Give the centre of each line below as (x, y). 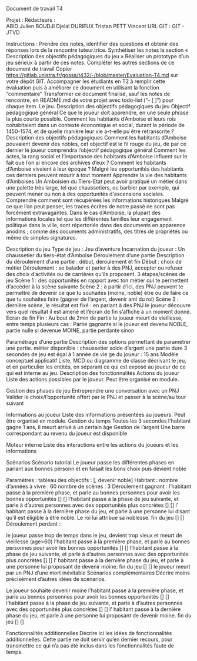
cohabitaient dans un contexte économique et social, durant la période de (96, 125)
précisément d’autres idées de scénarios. (56, 579)
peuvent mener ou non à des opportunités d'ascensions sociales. (85, 194)
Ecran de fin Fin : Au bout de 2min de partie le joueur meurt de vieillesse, (94, 318)
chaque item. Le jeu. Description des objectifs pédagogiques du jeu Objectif (98, 106)
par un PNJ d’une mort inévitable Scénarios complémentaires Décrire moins (98, 573)
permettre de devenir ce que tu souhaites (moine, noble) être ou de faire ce (97, 293)
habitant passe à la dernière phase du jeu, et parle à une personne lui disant (98, 511)
